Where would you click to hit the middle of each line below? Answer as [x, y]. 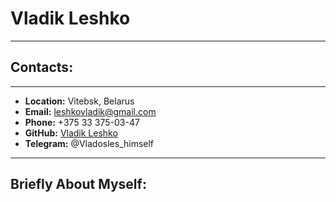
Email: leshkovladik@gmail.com [90, 111]
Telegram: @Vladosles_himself [89, 143]
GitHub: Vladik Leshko [71, 133]
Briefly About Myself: [78, 184]
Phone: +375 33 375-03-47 [82, 122]
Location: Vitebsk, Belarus [79, 101]
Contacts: [42, 67]
